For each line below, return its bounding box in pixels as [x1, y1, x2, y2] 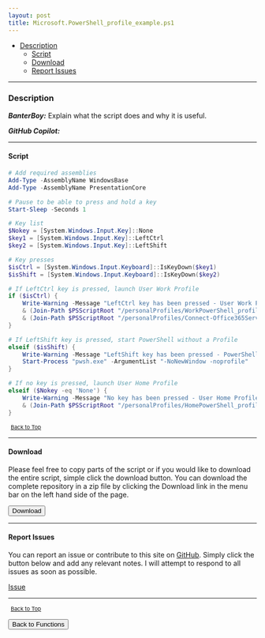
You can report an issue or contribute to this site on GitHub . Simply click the [8, 550, 255, 559]
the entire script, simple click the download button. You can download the [8, 473, 248, 482]
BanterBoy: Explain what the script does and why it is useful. [8, 111, 207, 120]
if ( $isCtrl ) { [8, 292, 58, 300]
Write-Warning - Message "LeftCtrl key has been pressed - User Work [22, 299, 252, 308]
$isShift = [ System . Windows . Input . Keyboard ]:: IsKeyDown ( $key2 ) [8, 270, 221, 279]
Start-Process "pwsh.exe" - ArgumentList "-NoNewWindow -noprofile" [22, 358, 248, 366]
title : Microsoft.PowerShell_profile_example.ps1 [8, 19, 175, 27]
